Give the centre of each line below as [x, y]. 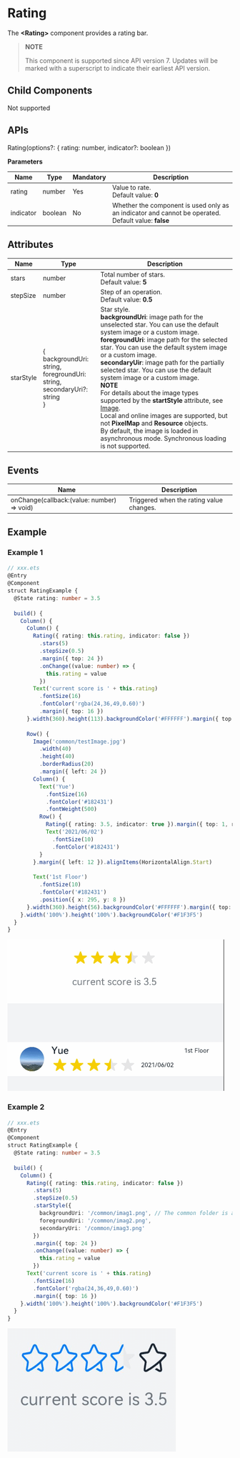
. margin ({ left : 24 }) [73, 772]
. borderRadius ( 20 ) [66, 764]
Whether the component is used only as [171, 205]
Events [23, 470]
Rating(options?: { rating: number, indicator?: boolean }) [89, 147]
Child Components [50, 91]
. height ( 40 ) [57, 757]
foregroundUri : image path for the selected [164, 340]
